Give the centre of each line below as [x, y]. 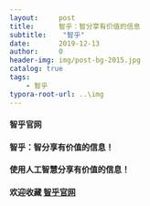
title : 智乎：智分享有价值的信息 [75, 26]
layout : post [43, 18]
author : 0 [37, 52]
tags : [20, 77]
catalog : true [37, 69]
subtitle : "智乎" [47, 35]
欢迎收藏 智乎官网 [43, 191]
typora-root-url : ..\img [57, 94]
